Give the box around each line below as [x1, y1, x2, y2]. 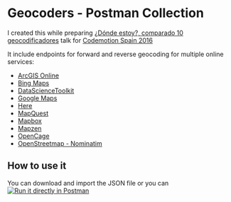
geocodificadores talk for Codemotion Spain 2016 [7, 36, 153, 44]
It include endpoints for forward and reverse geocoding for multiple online [7, 50, 224, 58]
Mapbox [17, 116, 43, 125]
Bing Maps [17, 78, 50, 87]
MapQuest [17, 109, 48, 117]
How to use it [7, 160, 67, 172]
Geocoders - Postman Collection [7, 5, 204, 21]
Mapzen [17, 124, 42, 132]
